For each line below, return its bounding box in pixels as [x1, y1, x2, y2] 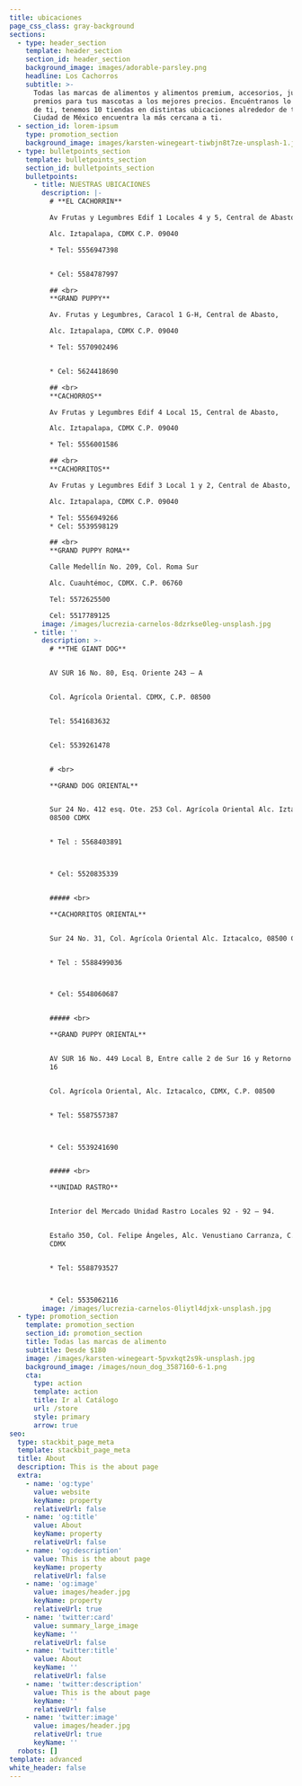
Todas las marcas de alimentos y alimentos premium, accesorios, [32, 88, 283, 97]
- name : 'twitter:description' [25, 1679, 143, 1689]
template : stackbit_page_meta [17, 1446, 130, 1455]
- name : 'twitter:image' [25, 1713, 119, 1722]
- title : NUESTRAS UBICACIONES [32, 181, 151, 190]
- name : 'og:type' [25, 1479, 94, 1488]
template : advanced [9, 1755, 83, 1764]
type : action [32, 1379, 83, 1388]
